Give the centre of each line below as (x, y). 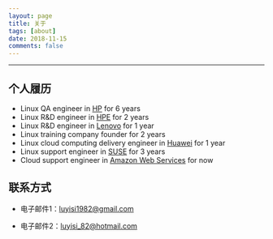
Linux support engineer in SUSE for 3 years (93, 152)
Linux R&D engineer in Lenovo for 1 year (87, 126)
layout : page (30, 16)
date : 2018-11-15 (38, 38)
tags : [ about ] (32, 31)
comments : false (36, 46)
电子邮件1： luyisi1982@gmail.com (77, 208)
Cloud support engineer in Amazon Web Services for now (117, 160)
